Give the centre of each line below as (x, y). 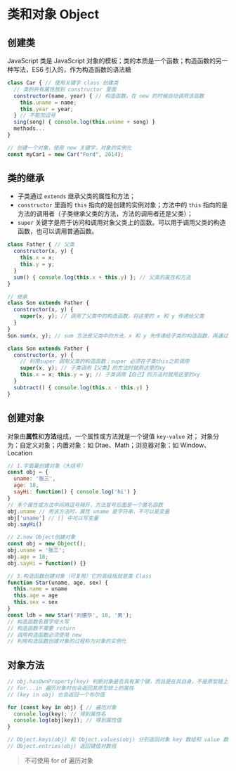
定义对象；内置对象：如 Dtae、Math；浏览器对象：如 (102, 445)
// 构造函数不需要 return (41, 628)
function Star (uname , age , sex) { (58, 583)
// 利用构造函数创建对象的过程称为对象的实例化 (67, 641)
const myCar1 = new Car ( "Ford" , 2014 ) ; (66, 154)
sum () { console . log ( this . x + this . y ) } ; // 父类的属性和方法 (102, 277)
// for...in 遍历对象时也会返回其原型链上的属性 (71, 688)
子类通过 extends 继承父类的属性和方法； (76, 196)
